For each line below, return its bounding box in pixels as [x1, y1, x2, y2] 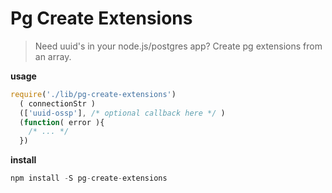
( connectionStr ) [19, 98, 97, 109]
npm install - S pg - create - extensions [10, 173, 168, 184]
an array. [34, 50, 72, 62]
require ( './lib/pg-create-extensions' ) [10, 89, 177, 99]
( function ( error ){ [19, 117, 105, 127]
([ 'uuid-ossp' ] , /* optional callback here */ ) [19, 108, 226, 118]
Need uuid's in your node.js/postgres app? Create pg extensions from [34, 40, 323, 52]
